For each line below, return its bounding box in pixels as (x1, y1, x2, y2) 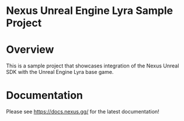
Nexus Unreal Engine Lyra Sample (6, 4, 173, 17)
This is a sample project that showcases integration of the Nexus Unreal (6, 62, 179, 69)
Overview (6, 43, 54, 56)
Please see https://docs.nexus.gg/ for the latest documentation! (6, 108, 159, 115)
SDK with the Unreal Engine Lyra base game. (6, 69, 114, 76)
